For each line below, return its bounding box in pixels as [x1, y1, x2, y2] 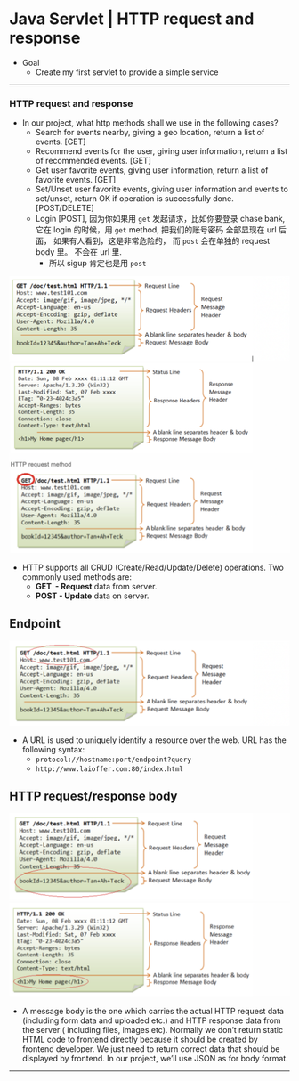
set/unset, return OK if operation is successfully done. [35, 193, 234, 204]
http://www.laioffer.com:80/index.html [35, 764, 184, 774]
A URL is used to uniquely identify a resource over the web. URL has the [21, 735, 287, 745]
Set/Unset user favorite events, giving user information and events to [35, 183, 289, 195]
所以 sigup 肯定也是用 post [48, 258, 147, 269]
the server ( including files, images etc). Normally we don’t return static [21, 1025, 283, 1036]
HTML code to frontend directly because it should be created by [21, 1034, 258, 1045]
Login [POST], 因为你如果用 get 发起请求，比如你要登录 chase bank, [35, 214, 286, 224]
